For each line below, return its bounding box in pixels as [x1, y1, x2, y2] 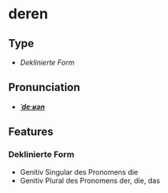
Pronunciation [8, 81, 81, 94]
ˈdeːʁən [19, 101, 46, 112]
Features [8, 125, 54, 139]
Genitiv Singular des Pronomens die [19, 167, 138, 176]
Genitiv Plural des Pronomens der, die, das [19, 175, 161, 185]
